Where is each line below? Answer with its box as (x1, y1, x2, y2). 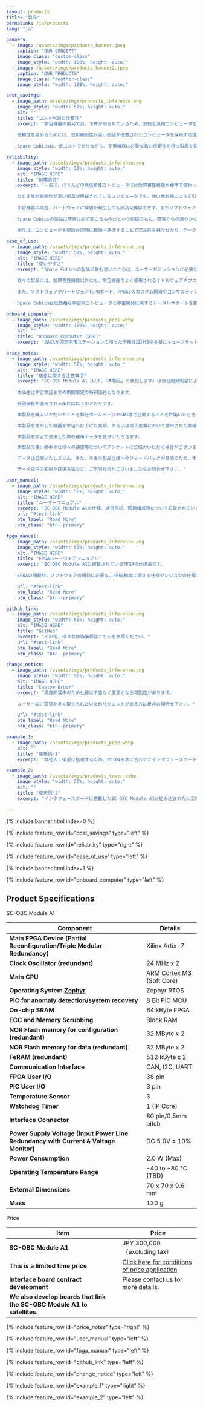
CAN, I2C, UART (146, 1063, 192, 1071)
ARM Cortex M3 (146, 969, 192, 977)
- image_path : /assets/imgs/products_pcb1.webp (11, 316, 134, 323)
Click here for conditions (122, 1258, 192, 1267)
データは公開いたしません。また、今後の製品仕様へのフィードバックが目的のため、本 (17, 455, 197, 462)
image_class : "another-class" (17, 76, 94, 82)
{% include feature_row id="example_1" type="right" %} (6, 1382, 146, 1389)
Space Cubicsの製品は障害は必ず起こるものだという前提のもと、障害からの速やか (17, 216, 193, 222)
